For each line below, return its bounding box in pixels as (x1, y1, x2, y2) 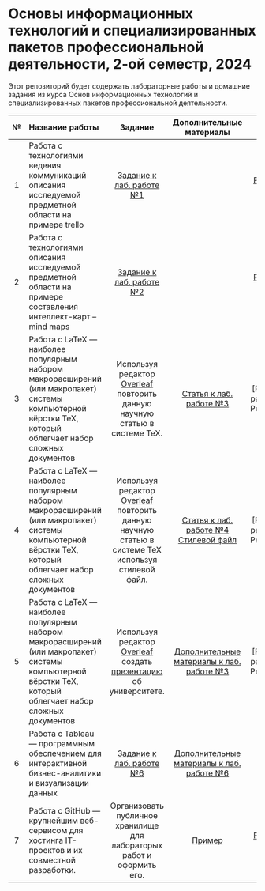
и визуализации (28, 777, 89, 788)
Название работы (28, 122, 99, 133)
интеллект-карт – (28, 311, 97, 322)
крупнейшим (28, 815, 79, 826)
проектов (28, 844, 65, 855)
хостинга (28, 835, 64, 846)
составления (28, 301, 79, 312)
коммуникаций (28, 169, 87, 180)
